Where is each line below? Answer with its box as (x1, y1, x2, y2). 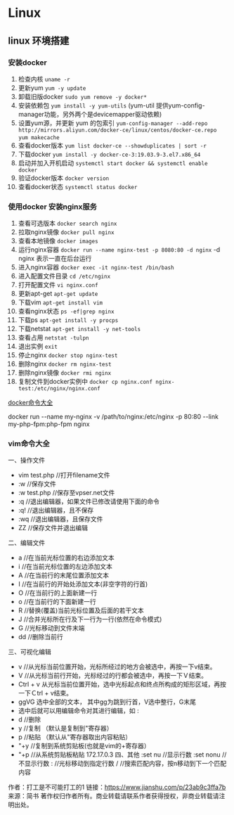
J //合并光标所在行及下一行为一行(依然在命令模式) (18, 615, 162, 624)
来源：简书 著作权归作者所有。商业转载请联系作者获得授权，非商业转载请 (8, 792, 219, 800)
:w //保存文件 (18, 480, 57, 488)
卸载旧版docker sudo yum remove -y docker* (18, 92, 147, 101)
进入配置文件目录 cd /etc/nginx (18, 272, 111, 281)
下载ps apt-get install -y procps (18, 316, 119, 324)
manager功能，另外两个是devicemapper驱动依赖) (18, 110, 162, 118)
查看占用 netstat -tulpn (18, 333, 89, 342)
